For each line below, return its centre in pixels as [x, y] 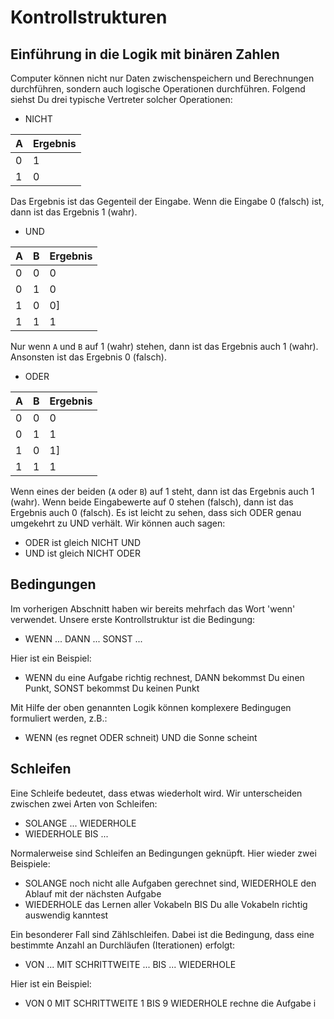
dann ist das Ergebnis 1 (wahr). [74, 212]
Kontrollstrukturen [89, 17]
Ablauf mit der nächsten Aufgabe [93, 893]
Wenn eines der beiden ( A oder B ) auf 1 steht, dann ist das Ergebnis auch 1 [162, 491]
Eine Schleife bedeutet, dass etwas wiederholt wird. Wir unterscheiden [156, 793]
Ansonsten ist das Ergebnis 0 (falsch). [88, 357]
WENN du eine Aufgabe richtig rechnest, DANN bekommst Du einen [164, 677]
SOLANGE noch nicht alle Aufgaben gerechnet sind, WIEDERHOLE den [170, 883]
